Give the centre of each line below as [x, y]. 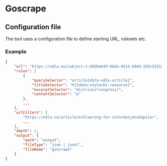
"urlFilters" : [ [31, 112]
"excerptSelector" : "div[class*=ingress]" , [77, 90]
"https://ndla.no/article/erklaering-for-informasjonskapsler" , [91, 117]
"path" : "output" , [42, 140]
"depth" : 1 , [26, 131]
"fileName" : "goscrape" [47, 149]
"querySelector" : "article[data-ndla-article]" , [83, 80]
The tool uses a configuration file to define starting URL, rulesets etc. [76, 39]
